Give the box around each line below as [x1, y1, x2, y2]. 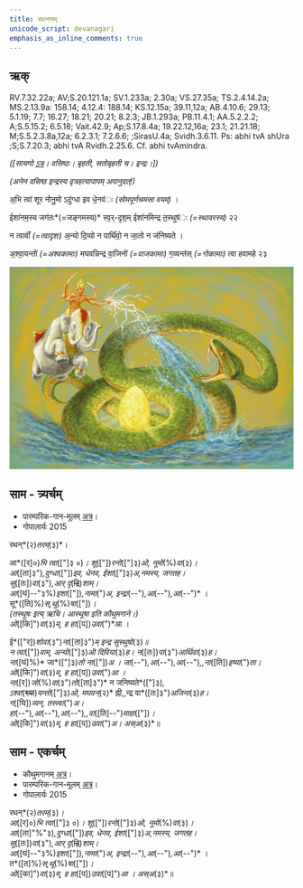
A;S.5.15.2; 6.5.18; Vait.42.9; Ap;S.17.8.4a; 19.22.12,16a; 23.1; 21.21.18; [9, 121, 261, 132]
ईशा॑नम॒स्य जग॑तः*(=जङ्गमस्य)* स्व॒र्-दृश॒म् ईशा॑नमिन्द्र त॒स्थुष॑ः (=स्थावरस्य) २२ [9, 213, 239, 223]
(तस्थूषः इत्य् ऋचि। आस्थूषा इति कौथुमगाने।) [9, 608, 139, 619]
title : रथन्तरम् [9, 14, 58, 24]
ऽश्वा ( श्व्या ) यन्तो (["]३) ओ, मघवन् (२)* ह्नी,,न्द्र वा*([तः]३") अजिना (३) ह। [9, 687, 209, 698]
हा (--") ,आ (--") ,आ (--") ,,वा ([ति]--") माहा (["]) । [9, 707, 156, 718]
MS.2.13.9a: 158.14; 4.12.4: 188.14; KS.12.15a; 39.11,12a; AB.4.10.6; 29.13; [9, 102, 271, 113]
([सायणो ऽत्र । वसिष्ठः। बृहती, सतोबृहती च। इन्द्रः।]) [9, 158, 159, 169]
